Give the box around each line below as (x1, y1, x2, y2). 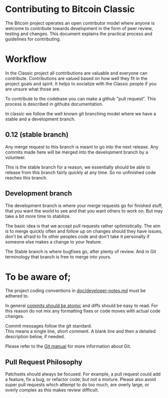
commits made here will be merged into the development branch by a (5, 149, 148, 155)
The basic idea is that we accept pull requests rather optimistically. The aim (5, 222, 161, 228)
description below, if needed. (5, 333, 65, 339)
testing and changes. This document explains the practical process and (5, 30, 152, 36)
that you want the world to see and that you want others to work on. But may (5, 207, 163, 213)
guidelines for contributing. (5, 36, 61, 42)
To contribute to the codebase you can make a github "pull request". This (5, 95, 156, 101)
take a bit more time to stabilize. (5, 213, 71, 219)
